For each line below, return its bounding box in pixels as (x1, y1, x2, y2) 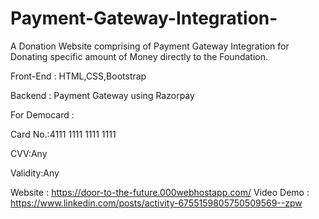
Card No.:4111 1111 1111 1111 (10, 128, 117, 140)
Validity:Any (10, 167, 60, 179)
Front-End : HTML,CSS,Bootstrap (10, 70, 147, 82)
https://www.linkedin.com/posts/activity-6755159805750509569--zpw (10, 197, 303, 209)
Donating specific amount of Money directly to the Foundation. (10, 50, 269, 62)
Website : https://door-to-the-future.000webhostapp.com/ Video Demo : (10, 186, 310, 198)
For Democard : (10, 108, 75, 121)
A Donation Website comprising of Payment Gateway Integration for (10, 40, 290, 52)
